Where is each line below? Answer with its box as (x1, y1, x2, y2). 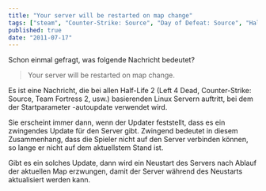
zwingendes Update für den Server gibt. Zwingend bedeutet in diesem (8, 126, 239, 136)
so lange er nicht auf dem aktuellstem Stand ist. (8, 143, 164, 152)
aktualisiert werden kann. (8, 175, 91, 185)
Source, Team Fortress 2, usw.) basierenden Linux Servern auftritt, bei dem (8, 94, 253, 103)
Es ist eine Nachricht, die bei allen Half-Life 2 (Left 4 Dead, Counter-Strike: (8, 86, 252, 95)
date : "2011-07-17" (8, 33, 73, 42)
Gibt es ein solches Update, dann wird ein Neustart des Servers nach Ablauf (8, 159, 257, 168)
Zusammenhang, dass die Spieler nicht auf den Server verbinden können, (8, 135, 249, 144)
